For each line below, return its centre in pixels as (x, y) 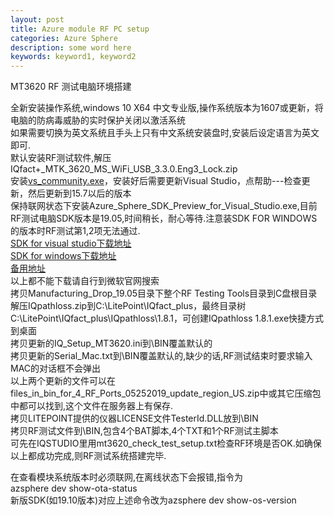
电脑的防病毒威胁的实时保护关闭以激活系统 (98, 120)
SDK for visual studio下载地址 (71, 243)
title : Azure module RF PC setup (80, 29)
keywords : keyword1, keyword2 (73, 57)
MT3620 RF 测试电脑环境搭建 (71, 87)
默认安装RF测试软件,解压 (61, 158)
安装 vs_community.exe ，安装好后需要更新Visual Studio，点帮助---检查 (156, 181)
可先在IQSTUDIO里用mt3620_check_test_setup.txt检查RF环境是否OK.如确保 (166, 443)
